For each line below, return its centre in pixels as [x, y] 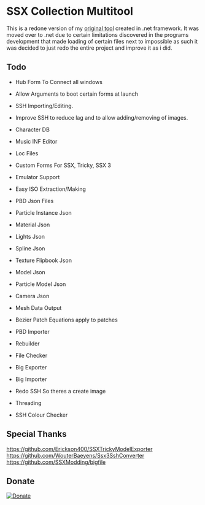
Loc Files [27, 153]
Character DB [33, 129]
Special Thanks [37, 434]
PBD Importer [33, 331]
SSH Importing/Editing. [44, 106]
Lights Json [30, 236]
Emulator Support [37, 177]
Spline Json [30, 248]
